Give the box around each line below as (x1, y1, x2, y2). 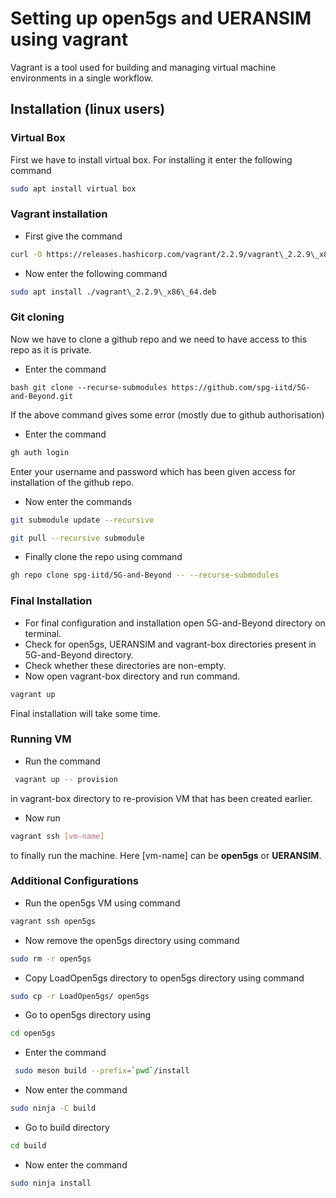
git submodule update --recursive (10, 515, 155, 525)
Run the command (24, 755, 101, 767)
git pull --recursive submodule (10, 533, 145, 543)
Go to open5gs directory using (24, 1009, 152, 1021)
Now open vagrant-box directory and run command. (24, 670, 241, 682)
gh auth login (10, 447, 70, 457)
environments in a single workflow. (10, 72, 154, 84)
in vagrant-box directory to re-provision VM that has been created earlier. (10, 792, 313, 804)
